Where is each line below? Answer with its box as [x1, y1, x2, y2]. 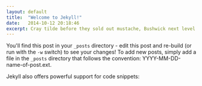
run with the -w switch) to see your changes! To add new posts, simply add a [6, 49, 197, 56]
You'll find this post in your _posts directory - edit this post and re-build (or [6, 42, 192, 49]
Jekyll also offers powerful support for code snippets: [6, 73, 140, 80]
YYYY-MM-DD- [142, 55, 181, 62]
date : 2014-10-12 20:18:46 [6, 20, 80, 26]
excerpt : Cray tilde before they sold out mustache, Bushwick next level [6, 25, 196, 32]
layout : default [6, 8, 47, 15]
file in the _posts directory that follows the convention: [6, 55, 142, 62]
